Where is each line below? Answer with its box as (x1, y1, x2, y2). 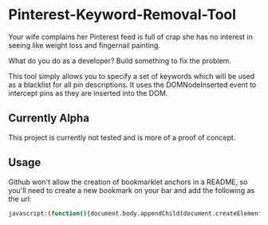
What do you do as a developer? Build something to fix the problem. (8, 56, 231, 65)
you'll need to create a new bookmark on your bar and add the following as (8, 185, 255, 195)
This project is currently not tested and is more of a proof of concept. (8, 132, 236, 142)
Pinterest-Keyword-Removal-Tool (8, 6, 237, 24)
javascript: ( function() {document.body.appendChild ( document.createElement (8, 209, 262, 217)
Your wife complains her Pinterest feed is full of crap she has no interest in (8, 32, 253, 41)
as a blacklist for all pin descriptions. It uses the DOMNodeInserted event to (8, 80, 257, 89)
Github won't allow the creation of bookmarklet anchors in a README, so (8, 177, 248, 187)
